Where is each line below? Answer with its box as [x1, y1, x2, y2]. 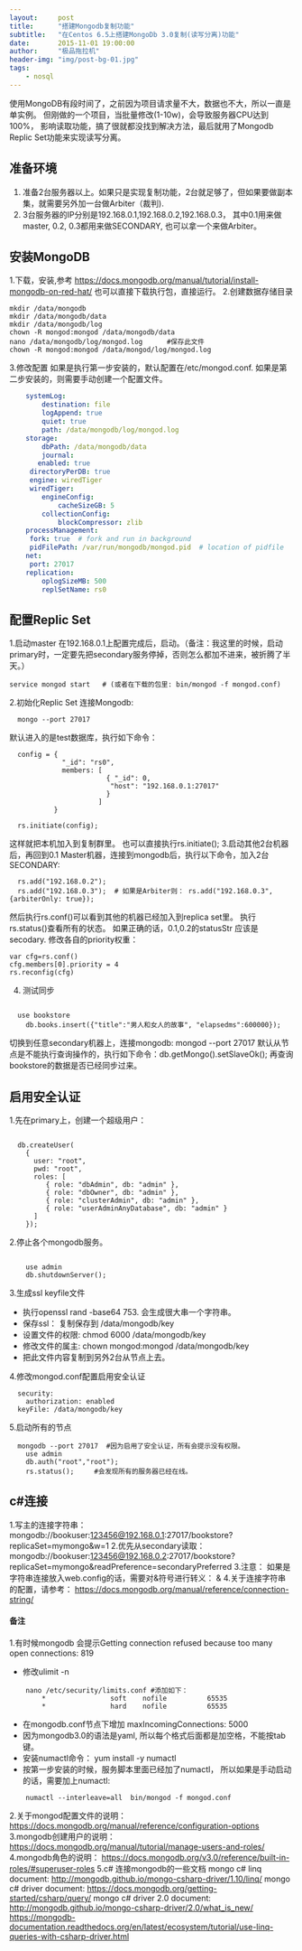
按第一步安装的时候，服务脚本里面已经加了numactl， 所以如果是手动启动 [22, 1764, 292, 1775]
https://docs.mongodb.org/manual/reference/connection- [74, 1583, 289, 1594]
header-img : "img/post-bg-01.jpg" [9, 55, 140, 64]
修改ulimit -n [22, 1666, 69, 1677]
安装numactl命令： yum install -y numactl [22, 1753, 177, 1764]
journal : [41, 451, 75, 460]
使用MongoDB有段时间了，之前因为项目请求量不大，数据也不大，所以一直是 [9, 98, 291, 108]
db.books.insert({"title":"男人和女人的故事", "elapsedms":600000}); [25, 1021, 281, 1030]
